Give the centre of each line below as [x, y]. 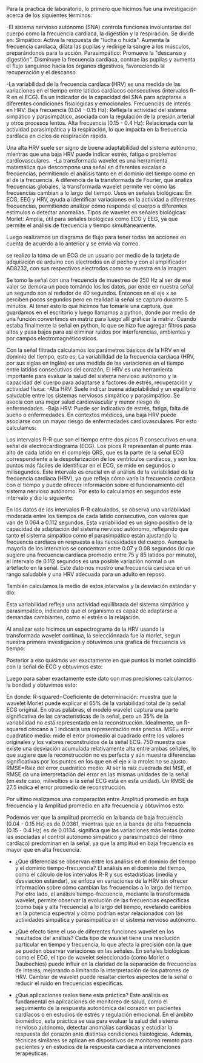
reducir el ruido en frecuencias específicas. [69, 983]
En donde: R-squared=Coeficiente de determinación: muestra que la [92, 697]
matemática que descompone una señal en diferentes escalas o [86, 167]
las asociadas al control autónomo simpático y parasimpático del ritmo [95, 837]
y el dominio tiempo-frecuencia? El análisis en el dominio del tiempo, [101, 868]
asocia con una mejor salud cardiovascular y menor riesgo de [83, 402]
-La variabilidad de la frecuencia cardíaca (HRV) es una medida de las [93, 84]
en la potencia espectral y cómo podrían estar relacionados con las [99, 913]
